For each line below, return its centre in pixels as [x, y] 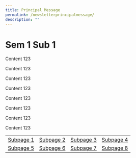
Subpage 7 [84, 148]
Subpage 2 [52, 140]
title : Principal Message [33, 10]
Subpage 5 [21, 148]
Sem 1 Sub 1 [31, 45]
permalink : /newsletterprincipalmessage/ [50, 15]
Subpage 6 [52, 148]
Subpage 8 [115, 148]
